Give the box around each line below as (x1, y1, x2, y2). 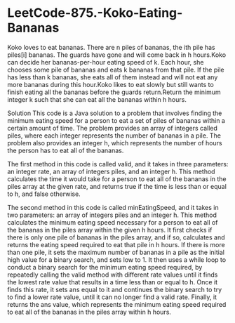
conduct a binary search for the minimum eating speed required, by (7, 263, 203, 271)
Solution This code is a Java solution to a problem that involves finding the (7, 109, 222, 117)
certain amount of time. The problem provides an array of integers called (7, 124, 217, 132)
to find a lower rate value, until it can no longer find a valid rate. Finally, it (7, 293, 217, 301)
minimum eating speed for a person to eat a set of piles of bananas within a (7, 116, 226, 124)
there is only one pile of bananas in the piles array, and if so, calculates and (7, 233, 226, 242)
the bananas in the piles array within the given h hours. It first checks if (7, 225, 213, 234)
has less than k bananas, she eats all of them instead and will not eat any (7, 72, 218, 81)
